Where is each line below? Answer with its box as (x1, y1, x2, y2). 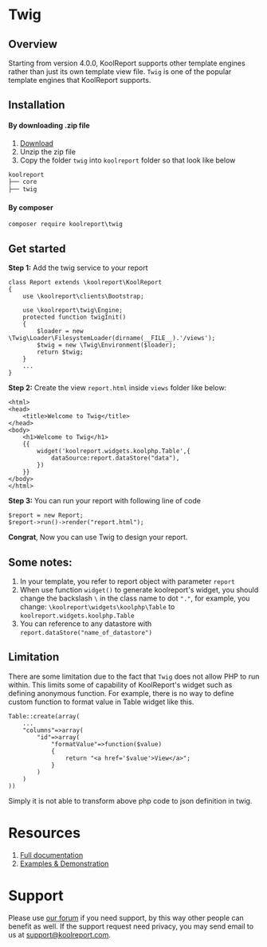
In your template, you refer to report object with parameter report (19, 577, 235, 586)
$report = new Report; (8, 511, 84, 519)
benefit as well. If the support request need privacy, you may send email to (8, 922, 253, 931)
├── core (8, 178, 37, 186)
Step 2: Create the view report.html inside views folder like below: (8, 383, 227, 393)
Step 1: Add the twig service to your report (8, 263, 149, 272)
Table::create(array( (8, 712, 80, 720)
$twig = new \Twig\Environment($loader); (37, 341, 177, 350)
